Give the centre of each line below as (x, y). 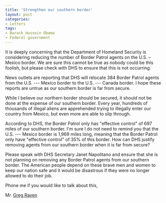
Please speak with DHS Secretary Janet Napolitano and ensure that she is (81, 154)
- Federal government (28, 38)
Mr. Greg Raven (21, 195)
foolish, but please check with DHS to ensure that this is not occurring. (78, 67)
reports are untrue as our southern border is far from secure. (68, 88)
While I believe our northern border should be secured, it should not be (78, 97)
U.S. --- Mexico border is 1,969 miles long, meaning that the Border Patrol (81, 134)
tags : (11, 28)
